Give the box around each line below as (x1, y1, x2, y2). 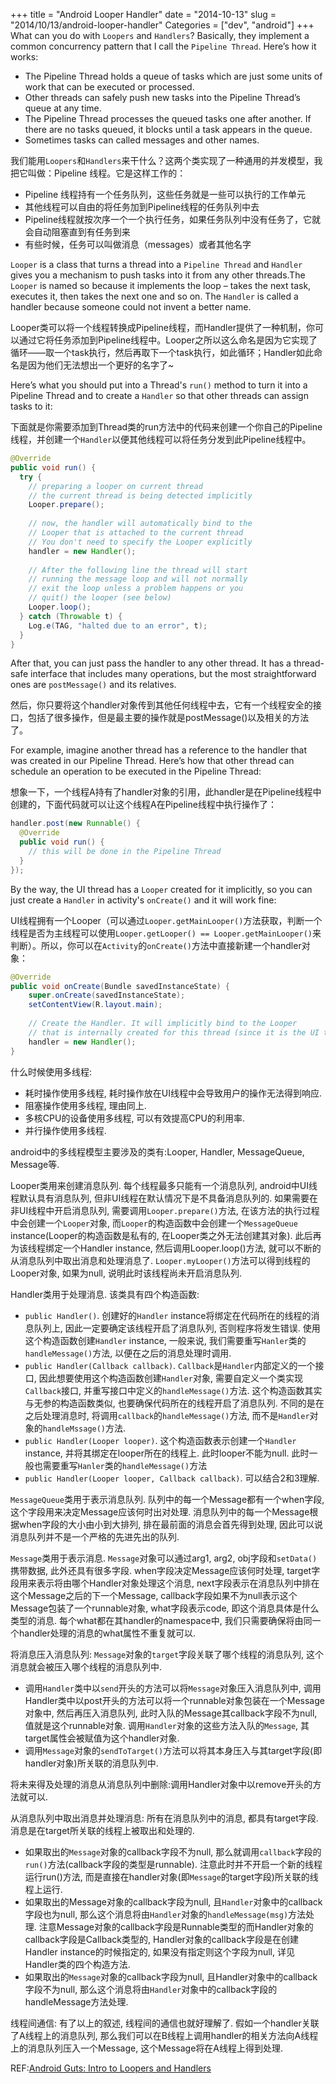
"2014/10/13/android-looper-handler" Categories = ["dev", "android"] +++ (10, 19, 315, 31)
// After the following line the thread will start (28, 565, 248, 575)
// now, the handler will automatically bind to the (28, 519, 253, 529)
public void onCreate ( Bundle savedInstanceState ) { (10, 981, 230, 991)
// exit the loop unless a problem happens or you (28, 584, 244, 594)
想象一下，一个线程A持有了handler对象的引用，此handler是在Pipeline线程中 (10, 786, 322, 798)
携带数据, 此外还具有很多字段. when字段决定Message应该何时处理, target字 (10, 1564, 321, 1576)
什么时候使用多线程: (10, 1065, 93, 1078)
